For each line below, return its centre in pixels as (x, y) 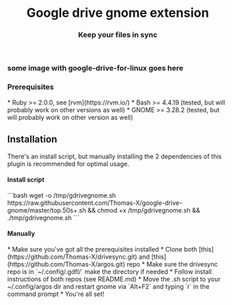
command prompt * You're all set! (56, 294)
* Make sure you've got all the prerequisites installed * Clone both (102, 249)
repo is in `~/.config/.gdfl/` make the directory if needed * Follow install (110, 271)
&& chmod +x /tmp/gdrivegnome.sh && (144, 210)
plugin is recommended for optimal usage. (68, 163)
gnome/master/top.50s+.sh (47, 210)
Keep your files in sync (118, 35)
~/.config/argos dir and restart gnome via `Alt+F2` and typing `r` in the (109, 286)
